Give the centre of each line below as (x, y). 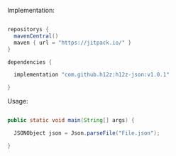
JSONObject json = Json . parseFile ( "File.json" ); (87, 133)
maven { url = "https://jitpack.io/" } (73, 43)
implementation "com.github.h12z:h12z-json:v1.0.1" (92, 75)
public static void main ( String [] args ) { (71, 121)
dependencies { (30, 62)
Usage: (18, 101)
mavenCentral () (36, 36)
